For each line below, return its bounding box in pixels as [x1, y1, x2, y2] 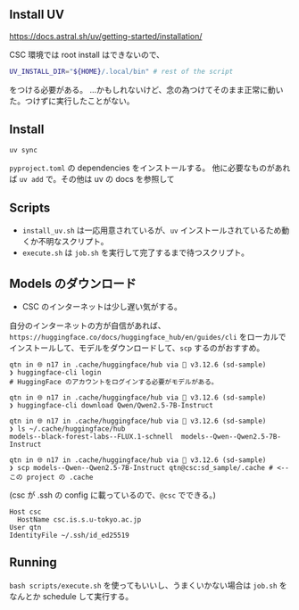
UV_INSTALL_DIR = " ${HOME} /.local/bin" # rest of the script [9, 67, 234, 76]
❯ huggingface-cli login [9, 368, 102, 377]
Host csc [9, 507, 42, 516]
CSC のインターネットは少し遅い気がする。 [21, 301, 183, 311]
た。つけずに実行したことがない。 [9, 95, 135, 106]
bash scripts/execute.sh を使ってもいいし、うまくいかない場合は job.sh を [9, 580, 287, 590]
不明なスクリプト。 [37, 236, 109, 247]
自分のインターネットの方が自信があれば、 [9, 320, 166, 331]
